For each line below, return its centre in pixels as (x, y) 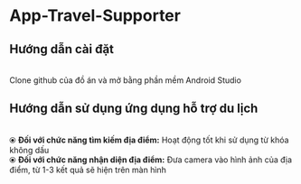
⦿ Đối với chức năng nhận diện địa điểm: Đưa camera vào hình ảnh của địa (150, 160)
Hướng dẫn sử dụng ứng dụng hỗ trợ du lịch (134, 109)
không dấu (29, 150)
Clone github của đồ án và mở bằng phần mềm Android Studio (126, 80)
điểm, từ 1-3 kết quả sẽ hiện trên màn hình (88, 170)
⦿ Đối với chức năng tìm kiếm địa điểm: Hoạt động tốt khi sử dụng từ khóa (149, 140)
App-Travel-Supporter (95, 16)
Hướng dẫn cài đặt (62, 49)
